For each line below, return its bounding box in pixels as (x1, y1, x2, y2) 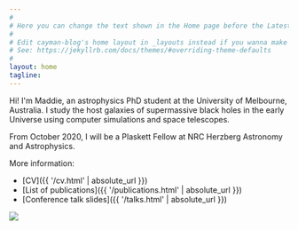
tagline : (9, 71, 42, 80)
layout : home (9, 63, 58, 72)
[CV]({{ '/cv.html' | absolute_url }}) (21, 175, 148, 186)
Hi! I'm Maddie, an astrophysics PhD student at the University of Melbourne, (9, 95, 287, 106)
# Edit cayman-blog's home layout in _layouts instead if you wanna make (9, 37, 288, 47)
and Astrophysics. (9, 140, 75, 151)
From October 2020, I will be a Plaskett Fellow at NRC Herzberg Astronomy (9, 131, 284, 142)
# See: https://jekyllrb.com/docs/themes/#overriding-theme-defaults (9, 46, 272, 55)
